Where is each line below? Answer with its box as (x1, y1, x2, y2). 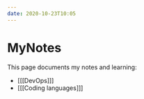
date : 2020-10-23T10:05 (7, 10, 77, 17)
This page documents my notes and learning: (7, 63, 137, 71)
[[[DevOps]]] (17, 76, 54, 84)
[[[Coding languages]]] (17, 84, 83, 92)
